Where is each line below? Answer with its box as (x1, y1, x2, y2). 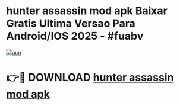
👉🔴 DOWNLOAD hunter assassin (6, 71, 174, 84)
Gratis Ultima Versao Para (6, 17, 135, 30)
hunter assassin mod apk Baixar (6, 4, 168, 18)
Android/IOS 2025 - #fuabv (6, 30, 144, 43)
